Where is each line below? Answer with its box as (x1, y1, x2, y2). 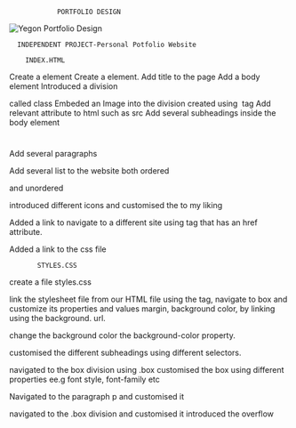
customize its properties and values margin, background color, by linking (9, 303, 276, 314)
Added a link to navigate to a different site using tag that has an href (9, 217, 258, 228)
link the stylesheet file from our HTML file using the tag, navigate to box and (9, 294, 288, 305)
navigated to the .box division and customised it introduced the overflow (9, 408, 274, 419)
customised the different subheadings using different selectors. (9, 347, 242, 359)
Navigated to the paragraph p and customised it (9, 392, 185, 402)
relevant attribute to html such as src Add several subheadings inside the (9, 108, 276, 118)
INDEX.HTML (25, 56, 66, 65)
